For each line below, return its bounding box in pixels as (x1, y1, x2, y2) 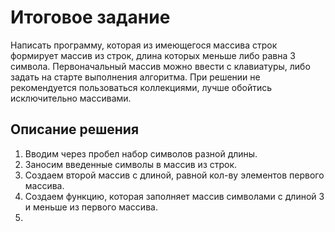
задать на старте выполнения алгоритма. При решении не (10, 71, 261, 83)
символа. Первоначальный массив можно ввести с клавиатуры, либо (10, 60, 311, 72)
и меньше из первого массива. (24, 201, 158, 213)
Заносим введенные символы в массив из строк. (24, 158, 238, 170)
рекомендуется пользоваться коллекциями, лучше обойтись (10, 81, 273, 93)
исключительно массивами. (10, 92, 132, 104)
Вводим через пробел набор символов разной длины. (24, 147, 258, 160)
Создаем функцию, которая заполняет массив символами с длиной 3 (24, 190, 325, 202)
